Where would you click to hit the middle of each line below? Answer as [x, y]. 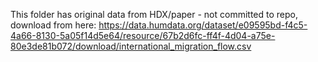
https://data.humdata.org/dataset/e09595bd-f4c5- [203, 25]
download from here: [53, 25]
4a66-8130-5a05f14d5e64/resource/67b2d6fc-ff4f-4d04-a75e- [143, 35]
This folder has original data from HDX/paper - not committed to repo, [154, 14]
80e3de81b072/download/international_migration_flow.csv [131, 46]
